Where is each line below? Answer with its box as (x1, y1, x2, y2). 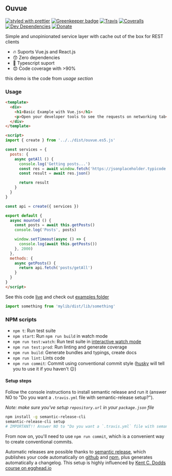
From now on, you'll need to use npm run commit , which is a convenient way (5, 433, 165, 439)
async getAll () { (14, 156, 54, 161)
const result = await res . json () (18, 171, 91, 176)
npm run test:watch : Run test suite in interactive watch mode (12, 339, 142, 345)
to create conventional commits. (5, 438, 73, 445)
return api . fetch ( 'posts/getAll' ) (18, 265, 93, 270)
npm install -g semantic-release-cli (5, 414, 86, 419)
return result (18, 180, 50, 186)
